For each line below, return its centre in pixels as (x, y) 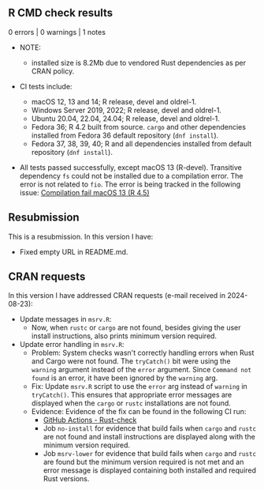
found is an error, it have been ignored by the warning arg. (125, 378)
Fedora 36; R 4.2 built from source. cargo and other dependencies (139, 126)
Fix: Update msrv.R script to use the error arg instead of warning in (139, 386)
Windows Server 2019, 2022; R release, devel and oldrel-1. (126, 110)
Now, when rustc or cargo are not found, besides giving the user (136, 328)
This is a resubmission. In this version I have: (81, 236)
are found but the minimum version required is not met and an (143, 462)
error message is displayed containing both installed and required (150, 470)
